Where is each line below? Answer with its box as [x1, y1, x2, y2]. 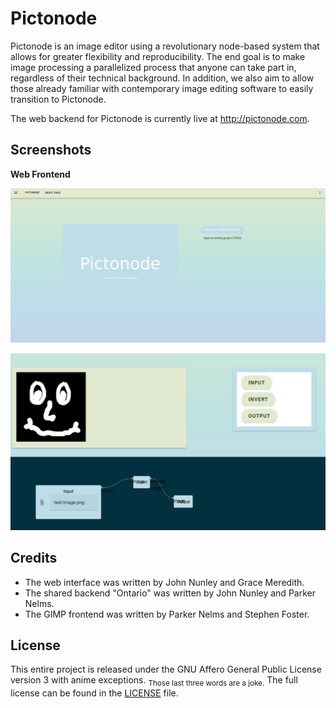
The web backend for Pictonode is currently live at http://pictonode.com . [10, 112, 310, 124]
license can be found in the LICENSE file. [10, 687, 179, 699]
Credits [10, 550, 58, 567]
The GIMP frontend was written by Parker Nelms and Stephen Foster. [24, 608, 310, 620]
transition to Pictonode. [10, 93, 107, 105]
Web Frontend [10, 168, 71, 180]
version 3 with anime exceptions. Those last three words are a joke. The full [10, 674, 298, 689]
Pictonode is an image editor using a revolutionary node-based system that [10, 40, 320, 52]
